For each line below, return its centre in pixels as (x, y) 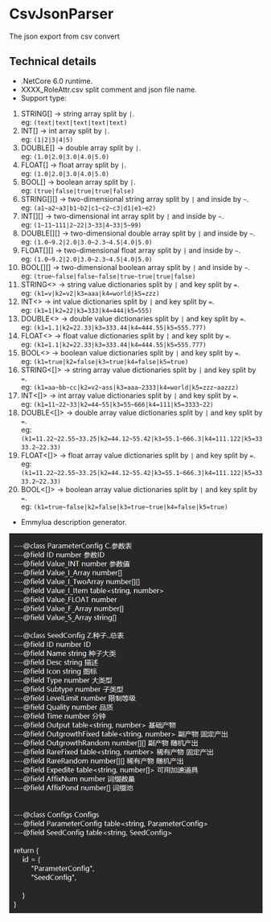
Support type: (44, 98)
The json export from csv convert (64, 36)
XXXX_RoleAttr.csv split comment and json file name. (109, 89)
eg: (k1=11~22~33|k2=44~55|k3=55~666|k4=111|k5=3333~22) (117, 404)
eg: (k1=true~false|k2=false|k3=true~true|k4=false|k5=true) (124, 506)
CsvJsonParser (62, 14)
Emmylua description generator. (74, 522)
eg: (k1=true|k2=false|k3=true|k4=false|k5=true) (105, 361)
